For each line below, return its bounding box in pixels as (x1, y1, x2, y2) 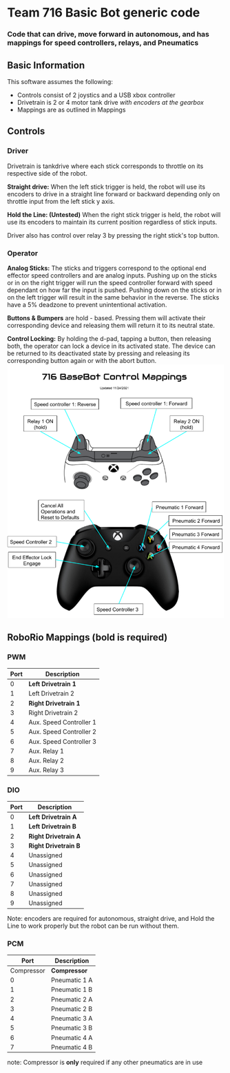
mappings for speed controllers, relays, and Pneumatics (7, 38, 199, 48)
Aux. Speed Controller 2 (28, 728, 96, 736)
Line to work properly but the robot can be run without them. (7, 921, 179, 930)
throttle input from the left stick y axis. (7, 197, 115, 205)
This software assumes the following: (7, 77, 114, 85)
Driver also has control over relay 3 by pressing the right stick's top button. (7, 231, 220, 239)
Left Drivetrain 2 (28, 689, 74, 698)
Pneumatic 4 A (51, 1033, 93, 1041)
